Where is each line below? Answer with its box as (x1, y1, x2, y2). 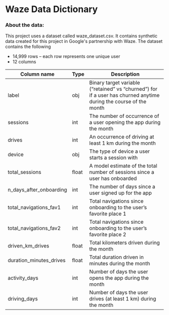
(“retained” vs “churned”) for (89, 86, 157, 93)
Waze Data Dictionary (5, 4, 98, 15)
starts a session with (89, 154, 138, 161)
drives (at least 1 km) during (89, 295, 156, 302)
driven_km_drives (8, 242, 49, 249)
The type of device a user (89, 148, 150, 155)
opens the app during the (89, 275, 149, 282)
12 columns (12, 59, 36, 65)
